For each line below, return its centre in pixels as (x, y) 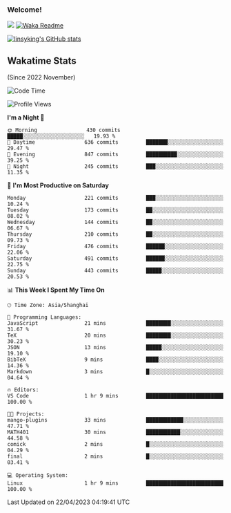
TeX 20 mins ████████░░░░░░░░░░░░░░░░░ (115, 336)
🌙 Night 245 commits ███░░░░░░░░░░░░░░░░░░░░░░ (115, 167)
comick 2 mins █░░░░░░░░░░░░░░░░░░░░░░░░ (115, 445)
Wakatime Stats (42, 60)
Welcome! (25, 10)
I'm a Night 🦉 (26, 118)
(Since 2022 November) (41, 77)
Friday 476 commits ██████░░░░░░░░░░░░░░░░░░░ (115, 247)
